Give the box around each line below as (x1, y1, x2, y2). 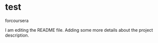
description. (5, 32, 29, 38)
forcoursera (5, 18, 29, 23)
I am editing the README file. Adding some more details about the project (5, 27, 153, 33)
